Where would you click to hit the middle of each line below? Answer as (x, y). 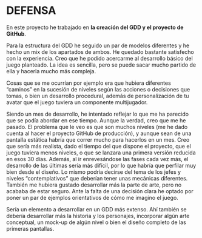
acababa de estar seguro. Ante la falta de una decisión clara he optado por (100, 191)
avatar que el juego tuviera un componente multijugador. (77, 102)
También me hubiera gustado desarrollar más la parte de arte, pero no (94, 185)
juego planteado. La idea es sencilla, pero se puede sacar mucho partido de (101, 65)
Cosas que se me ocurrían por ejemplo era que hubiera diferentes (89, 83)
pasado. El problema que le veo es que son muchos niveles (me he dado (97, 127)
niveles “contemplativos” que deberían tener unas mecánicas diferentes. (97, 178)
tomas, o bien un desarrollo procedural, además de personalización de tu (98, 96)
